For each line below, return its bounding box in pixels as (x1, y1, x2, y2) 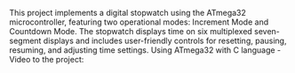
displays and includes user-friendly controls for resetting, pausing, (43, 35, 287, 46)
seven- (254, 26, 280, 36)
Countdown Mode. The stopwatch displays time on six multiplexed (9, 26, 253, 36)
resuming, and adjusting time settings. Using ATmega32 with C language (9, 45, 275, 55)
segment (9, 35, 42, 46)
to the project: (32, 55, 84, 64)
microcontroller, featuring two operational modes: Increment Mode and (9, 17, 269, 27)
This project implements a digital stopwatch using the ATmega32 (9, 8, 247, 18)
